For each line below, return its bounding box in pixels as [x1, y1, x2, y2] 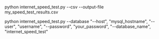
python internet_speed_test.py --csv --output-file [4, 4, 104, 10]
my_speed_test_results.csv [4, 9, 59, 15]
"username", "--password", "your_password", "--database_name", [17, 24, 151, 29]
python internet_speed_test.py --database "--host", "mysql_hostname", [4, 19, 148, 24]
